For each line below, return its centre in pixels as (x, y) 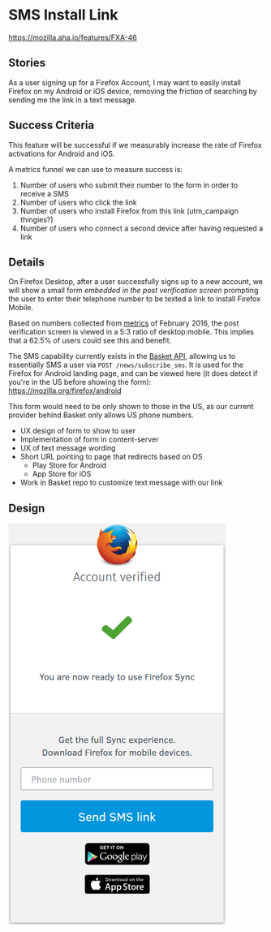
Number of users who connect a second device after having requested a (142, 228)
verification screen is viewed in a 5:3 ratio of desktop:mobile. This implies (131, 332)
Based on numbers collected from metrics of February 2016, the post (124, 323)
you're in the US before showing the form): (80, 382)
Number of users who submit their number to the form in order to (129, 185)
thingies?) (37, 219)
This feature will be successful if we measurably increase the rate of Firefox (135, 145)
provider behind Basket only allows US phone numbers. (101, 415)
